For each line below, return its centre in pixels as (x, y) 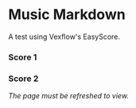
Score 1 (23, 57)
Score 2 (23, 79)
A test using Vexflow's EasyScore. (64, 37)
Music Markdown (67, 15)
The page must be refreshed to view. (69, 96)
